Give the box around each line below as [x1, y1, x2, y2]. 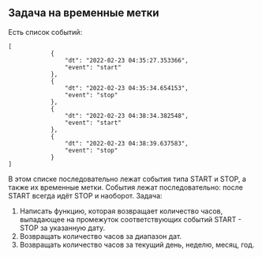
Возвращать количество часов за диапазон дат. [19, 231, 182, 240]
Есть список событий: [8, 27, 83, 36]
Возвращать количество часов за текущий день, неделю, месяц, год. [19, 240, 255, 249]
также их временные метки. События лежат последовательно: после [8, 182, 243, 192]
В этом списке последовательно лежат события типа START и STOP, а [8, 174, 247, 183]
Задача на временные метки [8, 6, 159, 20]
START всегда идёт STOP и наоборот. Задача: [8, 191, 163, 200]
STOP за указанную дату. [19, 223, 106, 232]
